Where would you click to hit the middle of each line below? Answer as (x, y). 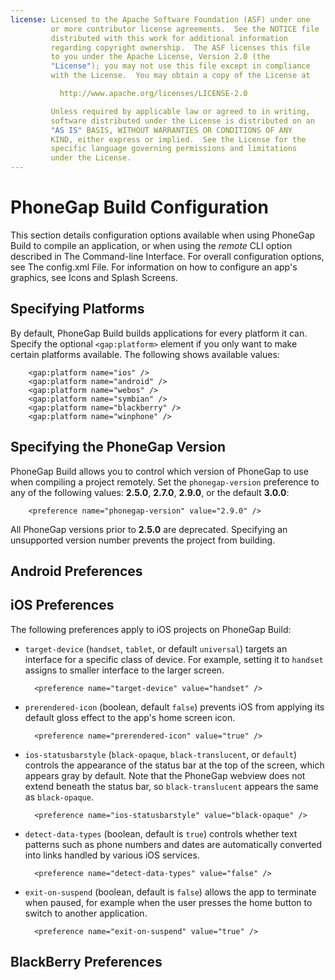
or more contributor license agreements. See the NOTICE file (185, 29)
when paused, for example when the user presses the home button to (168, 902)
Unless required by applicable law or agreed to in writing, (180, 111)
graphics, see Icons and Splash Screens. (94, 277)
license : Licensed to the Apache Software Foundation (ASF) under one (160, 19)
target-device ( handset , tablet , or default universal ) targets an (156, 648)
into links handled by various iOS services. (112, 855)
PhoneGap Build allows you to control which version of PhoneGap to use (159, 471)
